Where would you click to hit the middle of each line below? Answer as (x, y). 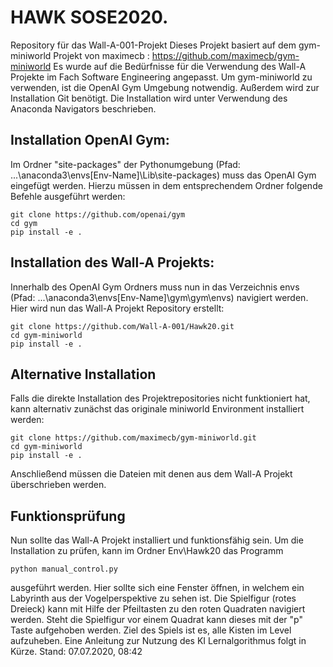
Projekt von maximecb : (101, 55)
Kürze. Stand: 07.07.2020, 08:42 (76, 652)
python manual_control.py (64, 569)
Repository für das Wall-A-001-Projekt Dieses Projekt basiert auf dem (153, 45)
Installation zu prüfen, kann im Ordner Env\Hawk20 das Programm (147, 551)
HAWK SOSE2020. (89, 17)
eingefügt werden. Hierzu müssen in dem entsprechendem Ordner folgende (166, 185)
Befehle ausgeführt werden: (68, 196)
